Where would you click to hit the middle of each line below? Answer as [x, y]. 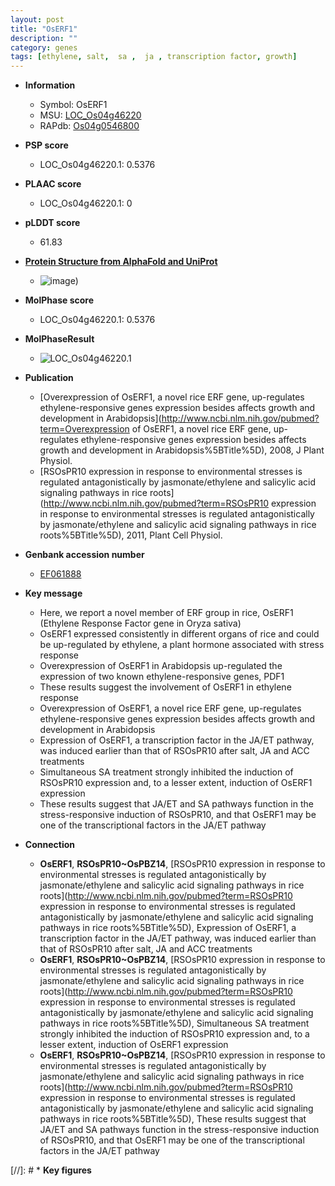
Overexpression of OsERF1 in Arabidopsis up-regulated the [161, 666]
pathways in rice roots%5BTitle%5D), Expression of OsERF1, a [168, 928]
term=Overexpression [84, 429]
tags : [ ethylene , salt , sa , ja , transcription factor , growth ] [154, 57]
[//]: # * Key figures [51, 1170]
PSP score [46, 145]
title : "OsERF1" [44, 29]
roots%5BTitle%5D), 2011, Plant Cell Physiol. [131, 535]
